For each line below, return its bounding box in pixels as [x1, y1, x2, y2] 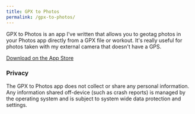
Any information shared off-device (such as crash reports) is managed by [6, 89, 186, 96]
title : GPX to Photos [6, 8, 60, 15]
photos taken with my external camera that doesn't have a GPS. [6, 43, 162, 50]
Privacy [6, 69, 29, 77]
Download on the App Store [6, 54, 74, 61]
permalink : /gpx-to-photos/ [6, 14, 76, 20]
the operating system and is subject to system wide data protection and [6, 95, 181, 102]
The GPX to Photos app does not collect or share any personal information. [6, 82, 190, 89]
